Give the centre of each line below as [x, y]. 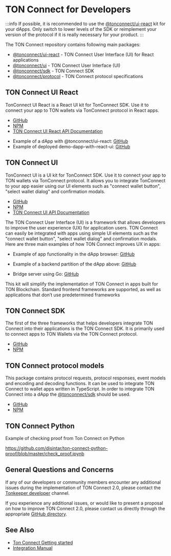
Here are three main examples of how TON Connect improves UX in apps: [83, 244]
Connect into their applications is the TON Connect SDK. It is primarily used [85, 329]
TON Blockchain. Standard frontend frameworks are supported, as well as [83, 289]
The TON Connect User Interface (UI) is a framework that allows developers [85, 222]
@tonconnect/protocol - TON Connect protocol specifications [78, 76]
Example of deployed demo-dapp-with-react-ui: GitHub [71, 146]
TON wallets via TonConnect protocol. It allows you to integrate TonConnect [85, 180]
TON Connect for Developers [68, 9]
